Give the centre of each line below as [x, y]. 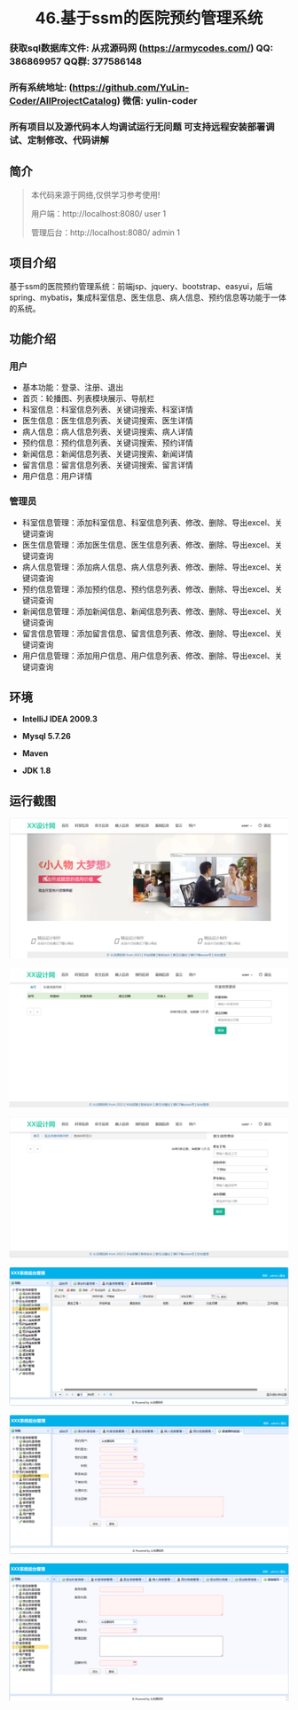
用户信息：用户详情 [57, 477]
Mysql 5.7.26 [46, 737]
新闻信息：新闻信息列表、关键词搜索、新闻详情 [107, 454]
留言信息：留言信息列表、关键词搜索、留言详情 [107, 465]
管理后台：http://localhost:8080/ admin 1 [105, 232]
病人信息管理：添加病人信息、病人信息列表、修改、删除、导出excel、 [148, 567]
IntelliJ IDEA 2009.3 [59, 719]
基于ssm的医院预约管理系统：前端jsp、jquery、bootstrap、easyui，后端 [141, 286]
